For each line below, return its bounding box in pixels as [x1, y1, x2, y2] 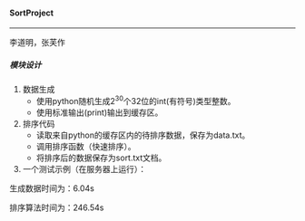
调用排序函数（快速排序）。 [35, 140, 136, 151]
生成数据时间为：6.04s [9, 182, 95, 194]
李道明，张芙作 [9, 37, 65, 48]
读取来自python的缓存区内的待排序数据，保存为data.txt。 [35, 130, 251, 140]
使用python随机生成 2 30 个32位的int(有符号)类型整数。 [35, 94, 236, 106]
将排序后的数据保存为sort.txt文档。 [35, 152, 167, 163]
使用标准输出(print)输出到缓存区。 [35, 107, 163, 118]
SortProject [9, 7, 54, 18]
